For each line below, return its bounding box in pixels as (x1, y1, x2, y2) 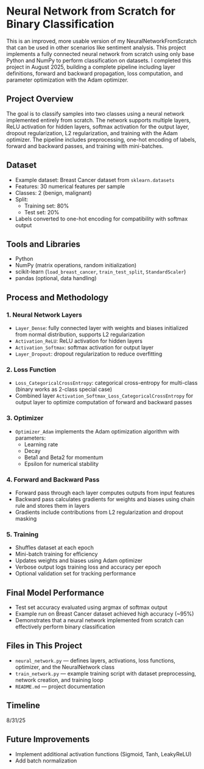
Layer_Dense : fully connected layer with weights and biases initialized (15, 325, 189, 332)
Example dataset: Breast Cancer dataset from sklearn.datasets (15, 176, 175, 183)
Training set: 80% (24, 202, 69, 209)
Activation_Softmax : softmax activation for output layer (15, 344, 154, 351)
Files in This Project (6, 641, 82, 651)
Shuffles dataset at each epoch (15, 544, 94, 552)
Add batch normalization (15, 757, 77, 764)
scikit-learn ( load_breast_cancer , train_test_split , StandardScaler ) (15, 268, 186, 275)
